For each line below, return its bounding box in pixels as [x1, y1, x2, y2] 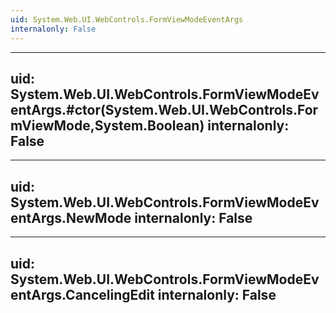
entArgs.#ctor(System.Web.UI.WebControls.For [10, 101, 319, 118]
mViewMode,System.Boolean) [10, 117, 205, 134]
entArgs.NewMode [10, 209, 132, 226]
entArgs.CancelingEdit [10, 286, 155, 303]
